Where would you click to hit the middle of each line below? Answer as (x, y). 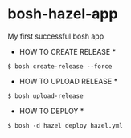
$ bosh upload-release (45, 96)
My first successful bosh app (56, 36)
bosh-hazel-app (63, 14)
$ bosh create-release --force (60, 66)
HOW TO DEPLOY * (51, 111)
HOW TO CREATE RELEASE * (68, 51)
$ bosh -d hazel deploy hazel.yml (65, 125)
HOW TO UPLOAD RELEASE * (68, 81)
